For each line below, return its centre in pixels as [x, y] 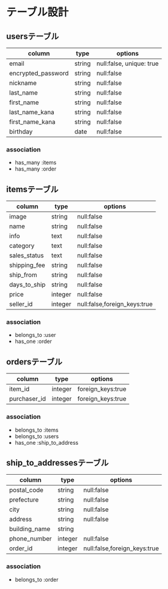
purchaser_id [28, 399]
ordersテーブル [34, 362]
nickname [23, 83]
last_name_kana [32, 112]
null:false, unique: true [128, 63]
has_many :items [36, 163]
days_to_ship [28, 285]
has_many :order [36, 169]
